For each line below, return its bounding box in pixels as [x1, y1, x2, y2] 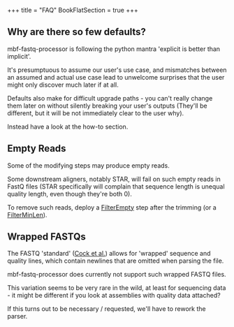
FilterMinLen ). [7, 210, 47, 219]
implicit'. [7, 52, 31, 60]
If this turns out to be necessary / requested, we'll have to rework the [7, 305, 206, 313]
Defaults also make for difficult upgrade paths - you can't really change [7, 94, 213, 102]
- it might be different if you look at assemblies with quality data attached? [7, 291, 221, 300]
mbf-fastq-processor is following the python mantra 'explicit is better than [7, 45, 221, 53]
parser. [7, 312, 28, 321]
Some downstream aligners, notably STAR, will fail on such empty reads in [7, 175, 221, 183]
